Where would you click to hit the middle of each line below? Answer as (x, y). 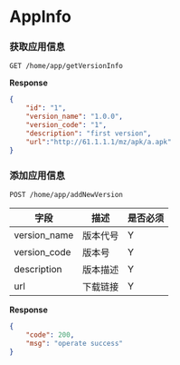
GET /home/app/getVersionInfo (66, 66)
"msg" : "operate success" (75, 343)
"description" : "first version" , (89, 133)
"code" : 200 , (50, 335)
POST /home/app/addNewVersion (66, 194)
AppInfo (41, 17)
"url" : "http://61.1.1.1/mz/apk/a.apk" (99, 142)
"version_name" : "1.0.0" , (75, 117)
